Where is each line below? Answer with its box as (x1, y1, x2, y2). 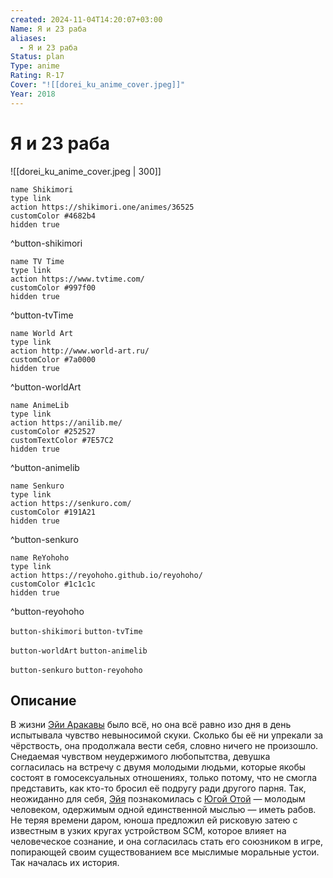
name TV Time (10, 256, 65, 266)
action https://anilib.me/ (10, 417, 123, 428)
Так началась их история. (10, 857, 120, 869)
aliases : (10, 33, 47, 43)
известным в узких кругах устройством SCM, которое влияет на (10, 825, 287, 837)
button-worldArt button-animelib (10, 646, 148, 656)
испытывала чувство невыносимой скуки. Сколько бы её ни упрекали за (10, 729, 324, 741)
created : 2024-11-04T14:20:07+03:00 (10, 14, 163, 25)
